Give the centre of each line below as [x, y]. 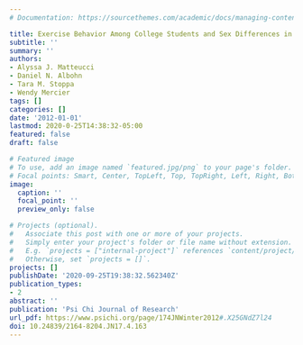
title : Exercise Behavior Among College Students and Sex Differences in [151, 34]
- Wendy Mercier [40, 92]
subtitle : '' [34, 42]
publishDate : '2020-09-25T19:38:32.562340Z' [94, 276]
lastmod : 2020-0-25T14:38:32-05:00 [76, 126]
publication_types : [46, 285]
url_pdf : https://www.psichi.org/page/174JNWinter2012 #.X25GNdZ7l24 [141, 318]
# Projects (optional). [54, 226]
